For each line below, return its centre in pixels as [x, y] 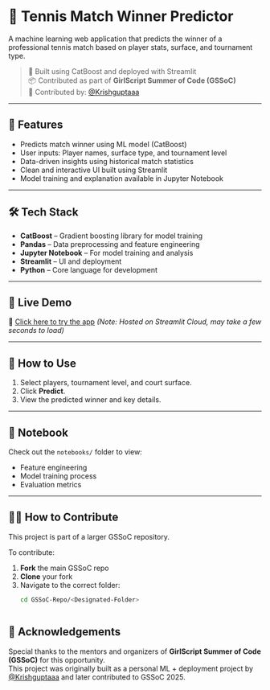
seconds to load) [36, 331]
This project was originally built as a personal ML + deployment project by [131, 668]
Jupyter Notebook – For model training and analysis [106, 253]
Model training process [58, 476]
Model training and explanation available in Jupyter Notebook [121, 178]
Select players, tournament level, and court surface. [106, 383]
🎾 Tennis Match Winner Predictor [121, 16]
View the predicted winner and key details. [90, 400]
